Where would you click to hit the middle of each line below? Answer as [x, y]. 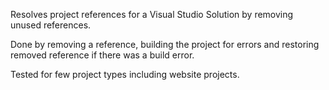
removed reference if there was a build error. [102, 55]
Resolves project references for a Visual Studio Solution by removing [152, 14]
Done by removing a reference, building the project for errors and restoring [165, 44]
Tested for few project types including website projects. [125, 74]
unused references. [51, 25]
